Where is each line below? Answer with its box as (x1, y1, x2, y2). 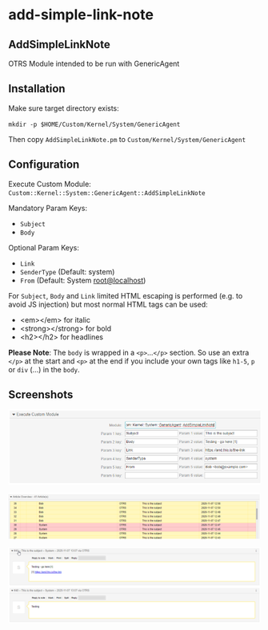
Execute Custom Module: (8, 179, 92, 189)
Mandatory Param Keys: (8, 203, 88, 213)
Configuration (8, 158, 80, 172)
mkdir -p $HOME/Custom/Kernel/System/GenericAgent (8, 120, 181, 128)
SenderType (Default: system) (19, 266, 115, 276)
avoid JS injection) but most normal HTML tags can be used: (8, 299, 208, 309)
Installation (8, 82, 66, 96)
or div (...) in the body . (8, 364, 80, 374)
